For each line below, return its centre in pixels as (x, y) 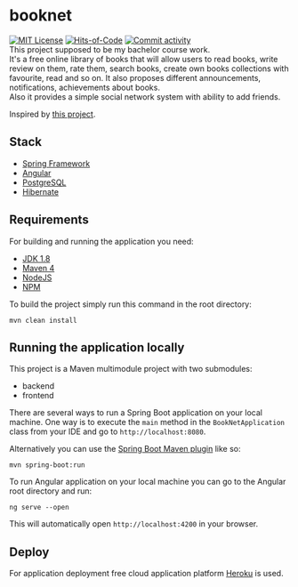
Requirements (49, 220)
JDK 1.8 (36, 258)
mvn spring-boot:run (48, 465)
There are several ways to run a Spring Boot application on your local (136, 413)
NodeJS (37, 277)
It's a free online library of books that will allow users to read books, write (144, 59)
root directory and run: (51, 491)
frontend (38, 396)
